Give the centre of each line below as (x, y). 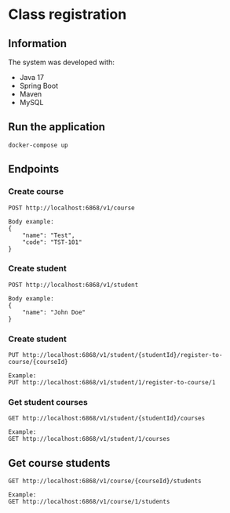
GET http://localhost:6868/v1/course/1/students (89, 502)
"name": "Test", (49, 235)
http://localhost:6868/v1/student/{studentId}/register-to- (122, 355)
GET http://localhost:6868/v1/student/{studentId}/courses (107, 418)
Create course (36, 191)
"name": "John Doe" (54, 312)
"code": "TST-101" (52, 242)
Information (38, 44)
